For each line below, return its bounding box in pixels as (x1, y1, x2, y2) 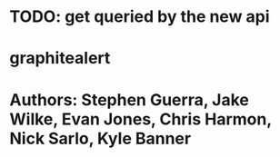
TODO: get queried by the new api (9, 6, 270, 27)
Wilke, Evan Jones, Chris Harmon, (9, 109, 272, 129)
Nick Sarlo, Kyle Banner (9, 128, 192, 149)
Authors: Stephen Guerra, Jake (9, 89, 250, 110)
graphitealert (9, 48, 111, 69)
